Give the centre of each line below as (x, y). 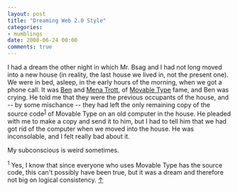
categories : (25, 27)
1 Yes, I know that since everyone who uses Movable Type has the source (115, 164)
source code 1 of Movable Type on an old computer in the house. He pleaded (119, 113)
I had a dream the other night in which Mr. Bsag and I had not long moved (115, 67)
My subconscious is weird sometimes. (63, 150)
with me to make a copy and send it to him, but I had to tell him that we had (117, 121)
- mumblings (25, 34)
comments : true (30, 47)
